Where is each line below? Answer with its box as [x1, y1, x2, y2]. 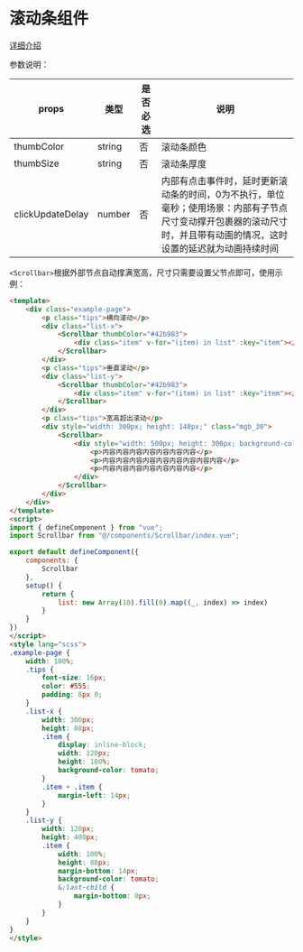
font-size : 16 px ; [41, 673, 106, 682]
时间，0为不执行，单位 [188, 188, 285, 200]
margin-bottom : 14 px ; [57, 866, 140, 875]
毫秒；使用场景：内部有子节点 [161, 201, 289, 214]
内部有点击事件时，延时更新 [161, 174, 280, 187]
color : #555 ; [41, 682, 91, 691]
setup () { [25, 581, 63, 590]
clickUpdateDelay [14, 208, 89, 220]
